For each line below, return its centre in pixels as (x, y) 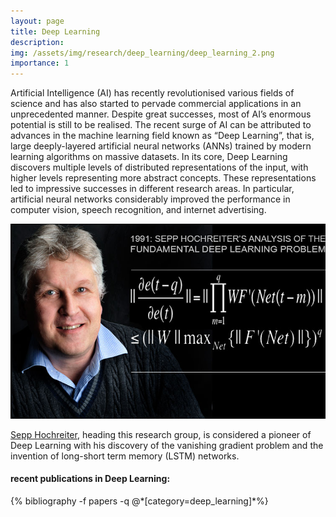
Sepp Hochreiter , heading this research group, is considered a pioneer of (161, 434)
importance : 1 (40, 63)
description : (37, 42)
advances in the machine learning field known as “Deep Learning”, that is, (162, 136)
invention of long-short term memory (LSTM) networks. (125, 456)
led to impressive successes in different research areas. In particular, (152, 189)
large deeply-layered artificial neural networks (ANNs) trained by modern (161, 146)
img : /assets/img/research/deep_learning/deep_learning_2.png (142, 53)
